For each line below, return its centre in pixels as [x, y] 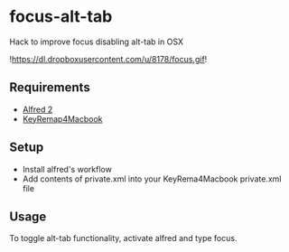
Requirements [50, 88]
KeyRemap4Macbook [62, 118]
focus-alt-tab [61, 17]
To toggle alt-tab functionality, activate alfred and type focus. [123, 238]
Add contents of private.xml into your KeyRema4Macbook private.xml [152, 179]
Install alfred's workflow [67, 169]
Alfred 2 [37, 109]
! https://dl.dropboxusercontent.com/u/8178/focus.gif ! [108, 59]
